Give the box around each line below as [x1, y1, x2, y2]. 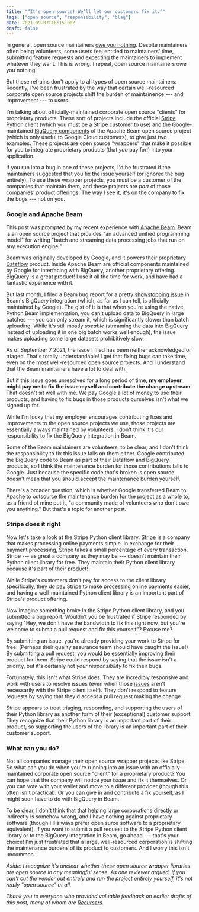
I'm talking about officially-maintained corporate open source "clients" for [6, 108, 186, 115]
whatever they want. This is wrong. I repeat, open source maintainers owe [6, 60, 187, 68]
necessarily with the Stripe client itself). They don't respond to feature [6, 686, 177, 693]
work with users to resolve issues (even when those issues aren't [6, 680, 166, 687]
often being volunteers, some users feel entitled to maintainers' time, [6, 48, 174, 55]
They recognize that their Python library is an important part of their [6, 717, 172, 724]
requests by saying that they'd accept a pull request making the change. [6, 692, 182, 699]
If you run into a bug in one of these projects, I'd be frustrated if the [6, 164, 171, 171]
